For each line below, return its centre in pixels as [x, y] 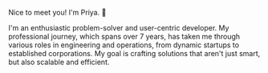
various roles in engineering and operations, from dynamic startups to [124, 45]
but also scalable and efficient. [59, 62]
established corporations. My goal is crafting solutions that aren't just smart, [134, 53]
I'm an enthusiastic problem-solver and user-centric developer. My [119, 28]
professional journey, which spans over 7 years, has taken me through [124, 36]
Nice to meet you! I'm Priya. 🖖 [57, 12]
